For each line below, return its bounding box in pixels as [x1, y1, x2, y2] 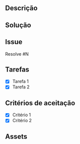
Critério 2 [12, 118, 32, 124]
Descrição [5, 4, 38, 12]
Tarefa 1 [12, 78, 29, 84]
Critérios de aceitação [5, 99, 76, 107]
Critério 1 [12, 112, 31, 118]
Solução [5, 21, 31, 29]
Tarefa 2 [12, 84, 30, 90]
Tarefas [5, 65, 30, 73]
